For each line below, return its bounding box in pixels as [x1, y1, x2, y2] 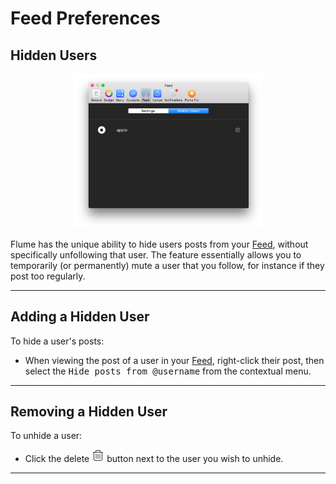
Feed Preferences [10, 7, 161, 30]
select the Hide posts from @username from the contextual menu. [24, 365, 312, 377]
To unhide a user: [10, 430, 83, 442]
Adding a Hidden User [10, 308, 150, 326]
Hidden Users [10, 47, 98, 64]
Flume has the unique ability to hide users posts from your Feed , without [10, 238, 309, 250]
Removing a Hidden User [10, 403, 168, 421]
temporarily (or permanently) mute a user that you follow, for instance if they [10, 259, 325, 271]
